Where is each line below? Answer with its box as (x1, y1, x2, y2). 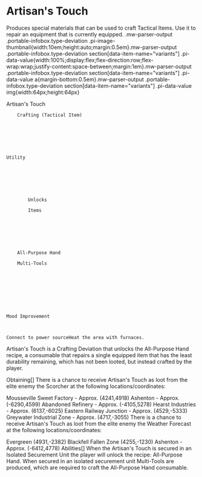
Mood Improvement (6, 313, 50, 319)
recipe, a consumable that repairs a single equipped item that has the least (6, 351, 192, 358)
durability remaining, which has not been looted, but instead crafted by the (6, 358, 192, 365)
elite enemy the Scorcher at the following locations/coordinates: (6, 383, 166, 390)
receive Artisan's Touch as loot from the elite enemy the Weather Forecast (6, 419, 192, 427)
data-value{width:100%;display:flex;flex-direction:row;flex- (6, 56, 154, 64)
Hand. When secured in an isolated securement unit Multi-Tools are (6, 457, 174, 464)
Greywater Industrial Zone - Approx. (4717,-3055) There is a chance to (6, 413, 181, 421)
